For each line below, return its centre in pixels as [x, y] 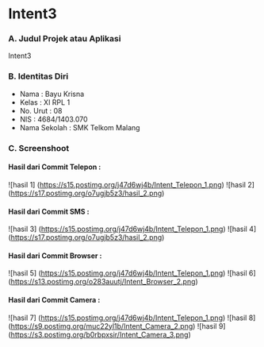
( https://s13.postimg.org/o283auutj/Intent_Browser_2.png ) [103, 282]
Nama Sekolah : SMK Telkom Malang [80, 127]
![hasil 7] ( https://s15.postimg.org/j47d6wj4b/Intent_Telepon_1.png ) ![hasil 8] [132, 318]
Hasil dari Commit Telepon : [55, 167]
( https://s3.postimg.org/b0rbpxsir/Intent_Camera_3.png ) [100, 334]
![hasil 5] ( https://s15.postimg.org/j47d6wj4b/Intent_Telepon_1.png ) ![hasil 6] [132, 273]
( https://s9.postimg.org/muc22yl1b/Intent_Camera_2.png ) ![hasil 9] [117, 326]
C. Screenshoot [39, 148]
